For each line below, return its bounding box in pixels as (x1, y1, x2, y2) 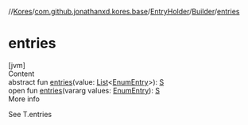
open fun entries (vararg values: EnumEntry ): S (8, 85, 161, 95)
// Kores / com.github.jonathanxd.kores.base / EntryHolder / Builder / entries (8, 7, 240, 16)
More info (8, 94, 41, 104)
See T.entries (8, 109, 52, 119)
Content (8, 69, 35, 78)
